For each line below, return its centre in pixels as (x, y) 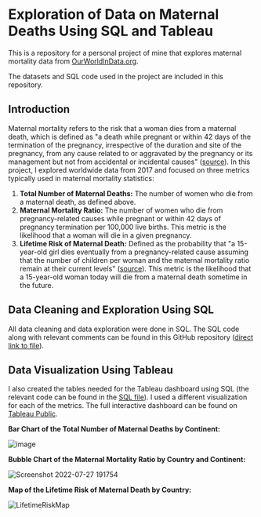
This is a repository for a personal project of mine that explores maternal (125, 53)
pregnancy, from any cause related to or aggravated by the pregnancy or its (130, 153)
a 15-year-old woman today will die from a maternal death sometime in (133, 277)
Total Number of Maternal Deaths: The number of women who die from (136, 193)
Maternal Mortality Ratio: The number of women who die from (121, 210)
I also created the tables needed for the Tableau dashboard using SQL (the (129, 389)
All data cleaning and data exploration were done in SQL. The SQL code (124, 329)
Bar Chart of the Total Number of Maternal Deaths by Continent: (114, 429)
